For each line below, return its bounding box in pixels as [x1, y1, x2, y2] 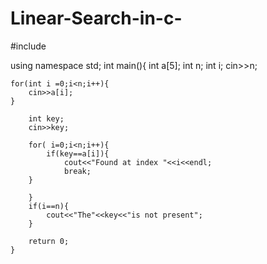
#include [10, 40, 47, 52]
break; [63, 166, 92, 176]
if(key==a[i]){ [46, 148, 110, 159]
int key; [28, 113, 65, 124]
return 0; [28, 236, 70, 246]
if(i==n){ [28, 201, 70, 211]
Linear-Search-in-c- [10, 7, 183, 30]
